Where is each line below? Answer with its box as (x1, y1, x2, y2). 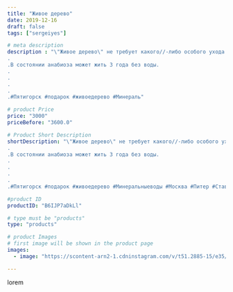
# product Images (7, 234, 58, 241)
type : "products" (7, 221, 58, 228)
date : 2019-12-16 (7, 17, 58, 24)
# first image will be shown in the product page (7, 240, 154, 247)
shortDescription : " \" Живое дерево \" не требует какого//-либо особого (7, 138, 218, 145)
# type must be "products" (7, 214, 85, 222)
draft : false (7, 23, 45, 30)
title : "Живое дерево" (7, 10, 73, 17)
